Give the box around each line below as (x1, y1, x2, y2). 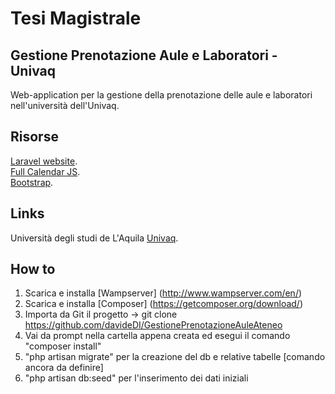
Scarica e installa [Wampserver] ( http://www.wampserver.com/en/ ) (24, 287, 303, 299)
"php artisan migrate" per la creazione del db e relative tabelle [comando (24, 351, 326, 363)
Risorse (10, 128, 59, 146)
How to (10, 261, 56, 278)
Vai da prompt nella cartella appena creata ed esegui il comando (24, 330, 291, 342)
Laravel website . (10, 155, 78, 167)
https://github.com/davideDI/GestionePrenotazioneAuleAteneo (24, 319, 283, 331)
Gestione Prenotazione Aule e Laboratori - (10, 47, 278, 64)
